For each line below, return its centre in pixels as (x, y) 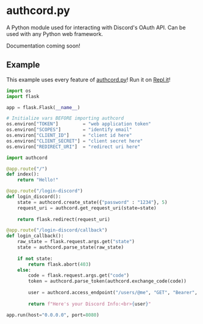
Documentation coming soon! (43, 46)
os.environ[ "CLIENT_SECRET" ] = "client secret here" (75, 141)
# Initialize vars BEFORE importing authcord (65, 118)
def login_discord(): (34, 197)
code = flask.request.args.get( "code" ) (79, 276)
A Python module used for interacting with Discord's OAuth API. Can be (96, 27)
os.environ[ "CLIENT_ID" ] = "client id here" (69, 135)
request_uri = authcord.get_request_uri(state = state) (87, 208)
